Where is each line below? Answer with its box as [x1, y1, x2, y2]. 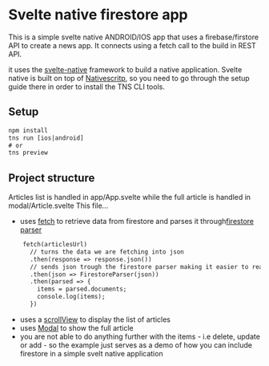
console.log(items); [37, 293, 106, 301]
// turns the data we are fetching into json [29, 247, 184, 256]
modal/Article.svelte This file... [8, 201, 109, 210]
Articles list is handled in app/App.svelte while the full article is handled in [8, 193, 251, 202]
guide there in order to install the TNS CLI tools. [8, 82, 166, 91]
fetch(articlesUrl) [22, 241, 88, 249]
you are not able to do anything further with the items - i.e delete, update [19, 331, 260, 341]
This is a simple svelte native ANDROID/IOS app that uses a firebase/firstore [8, 32, 259, 42]
